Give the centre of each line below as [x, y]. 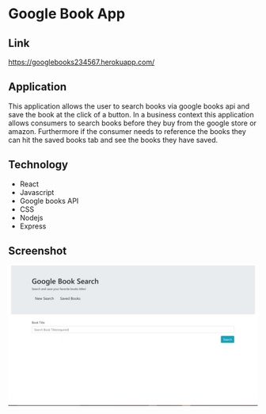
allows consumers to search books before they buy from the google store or [133, 123]
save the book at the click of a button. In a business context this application [131, 114]
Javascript [37, 192]
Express [33, 226]
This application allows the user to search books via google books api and [129, 106]
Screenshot [38, 251]
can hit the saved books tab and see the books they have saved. [113, 140]
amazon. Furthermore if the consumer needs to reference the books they [127, 131]
